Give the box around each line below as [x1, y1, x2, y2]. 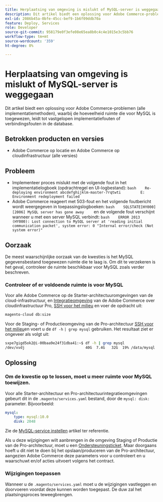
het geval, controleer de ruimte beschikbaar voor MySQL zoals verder [5, 264, 145, 270]
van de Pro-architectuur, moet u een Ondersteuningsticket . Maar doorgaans [5, 443, 157, 449]
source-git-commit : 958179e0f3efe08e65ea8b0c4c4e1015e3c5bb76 [5, 30, 133, 35]
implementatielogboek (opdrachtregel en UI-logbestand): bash [12, 185, 137, 191]
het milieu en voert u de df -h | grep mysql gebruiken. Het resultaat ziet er [5, 326, 154, 332]
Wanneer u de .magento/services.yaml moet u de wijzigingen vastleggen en [5, 481, 157, 487]
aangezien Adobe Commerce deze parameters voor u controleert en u [5, 453, 146, 459]
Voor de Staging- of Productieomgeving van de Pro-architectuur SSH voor [5, 321, 154, 327]
